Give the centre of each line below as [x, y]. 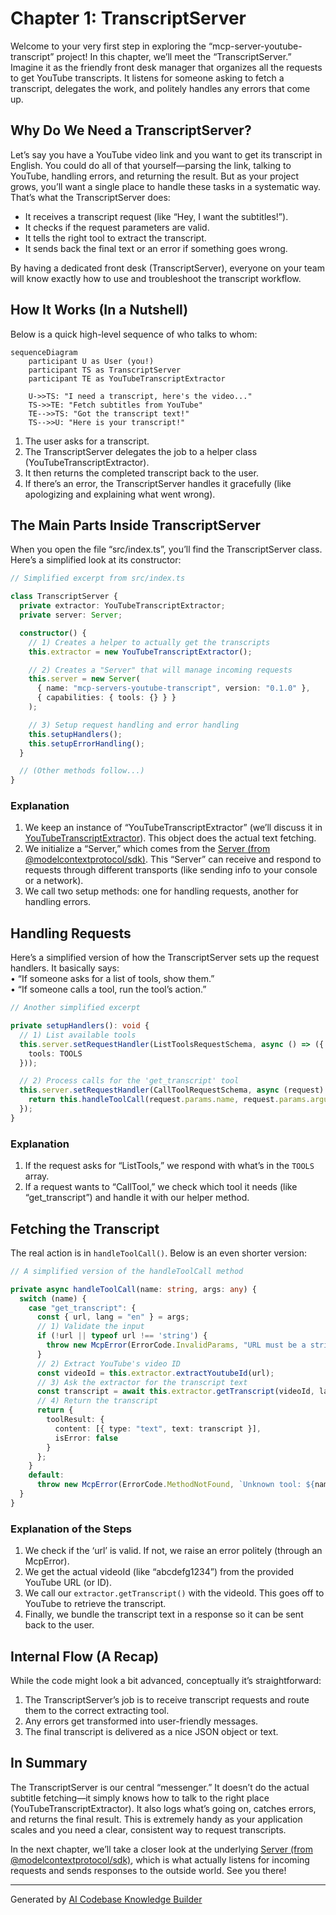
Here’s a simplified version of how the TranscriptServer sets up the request [165, 958]
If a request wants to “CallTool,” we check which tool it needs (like [161, 1187]
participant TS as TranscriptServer [105, 370]
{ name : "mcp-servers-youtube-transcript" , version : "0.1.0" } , [173, 688]
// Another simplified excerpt [75, 1008]
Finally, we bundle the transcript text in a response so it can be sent [164, 1614]
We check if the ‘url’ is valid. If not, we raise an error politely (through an [173, 1551]
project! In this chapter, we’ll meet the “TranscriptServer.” [174, 56]
